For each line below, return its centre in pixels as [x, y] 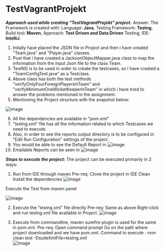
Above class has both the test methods [52, 79]
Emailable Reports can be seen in [46, 150]
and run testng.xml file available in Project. [55, 213]
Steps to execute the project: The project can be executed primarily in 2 [79, 159]
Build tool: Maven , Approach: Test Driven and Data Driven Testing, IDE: [78, 33]
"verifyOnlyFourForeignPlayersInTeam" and [56, 84]
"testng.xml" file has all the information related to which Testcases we [83, 124]
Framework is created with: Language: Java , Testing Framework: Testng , [79, 27]
